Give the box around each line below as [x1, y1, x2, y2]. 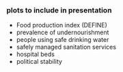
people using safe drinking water [16, 36, 109, 44]
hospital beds [16, 50, 55, 58]
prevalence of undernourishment [16, 28, 109, 36]
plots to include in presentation [6, 5, 112, 15]
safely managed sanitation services [16, 43, 117, 51]
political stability [16, 58, 63, 66]
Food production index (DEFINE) [16, 21, 107, 29]
